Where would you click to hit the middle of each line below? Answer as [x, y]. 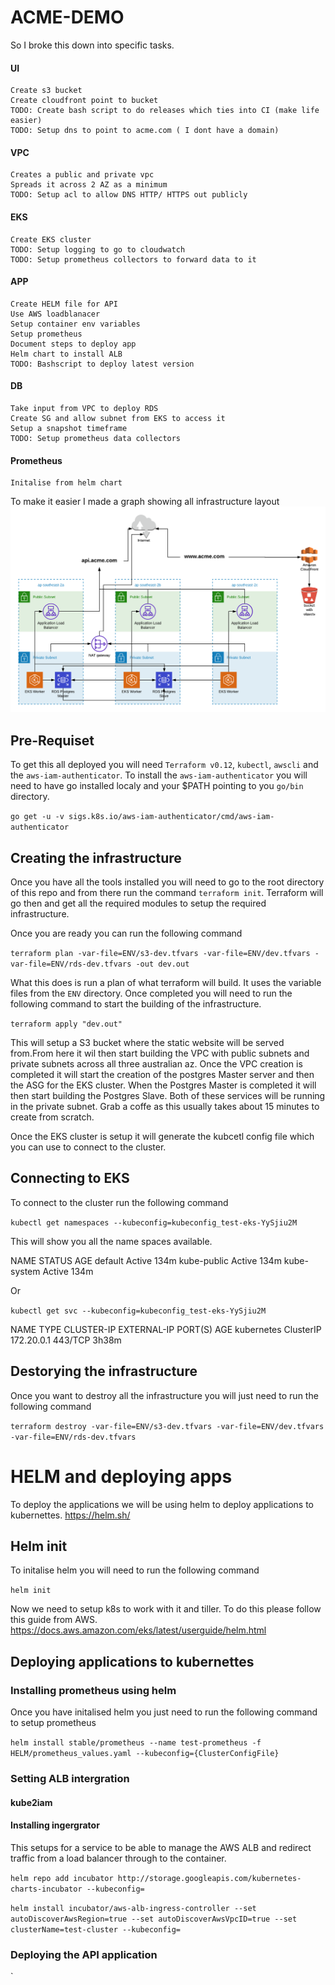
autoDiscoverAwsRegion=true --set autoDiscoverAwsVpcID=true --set [154, 1919]
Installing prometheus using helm [93, 1690]
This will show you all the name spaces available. [111, 1241]
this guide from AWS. [54, 1620]
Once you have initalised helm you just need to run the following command [164, 1712]
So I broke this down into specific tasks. [92, 45]
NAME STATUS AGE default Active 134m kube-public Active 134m [146, 1260]
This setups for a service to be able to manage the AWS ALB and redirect [161, 1847]
